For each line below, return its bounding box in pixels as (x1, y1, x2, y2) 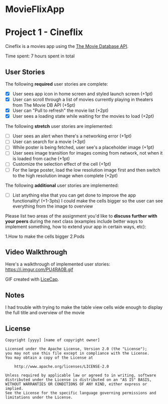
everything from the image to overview (12, 203, 93, 209)
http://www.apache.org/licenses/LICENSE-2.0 (14, 364, 109, 369)
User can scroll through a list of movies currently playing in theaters (12, 97, 153, 102)
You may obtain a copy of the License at (5, 355, 94, 361)
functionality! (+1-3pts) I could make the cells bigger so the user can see (12, 197, 163, 204)
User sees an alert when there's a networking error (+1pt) (12, 133, 132, 139)
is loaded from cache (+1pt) (12, 156, 70, 162)
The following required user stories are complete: (5, 81, 108, 87)
